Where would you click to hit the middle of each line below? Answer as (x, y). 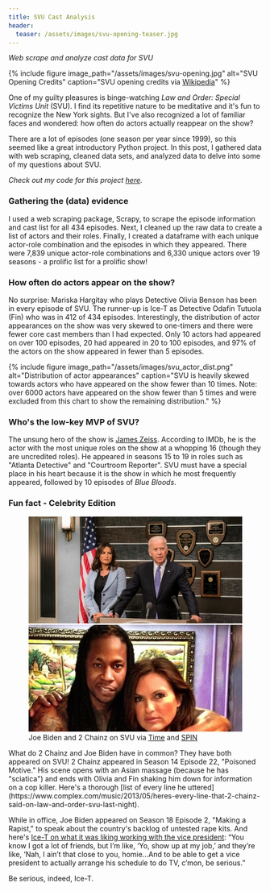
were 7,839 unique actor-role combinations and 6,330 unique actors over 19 (134, 253)
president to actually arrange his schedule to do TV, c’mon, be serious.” (127, 863)
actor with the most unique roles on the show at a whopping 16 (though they (135, 448)
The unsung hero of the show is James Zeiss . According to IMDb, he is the (132, 440)
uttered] (201, 787)
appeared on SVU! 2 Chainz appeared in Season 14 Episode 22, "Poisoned (132, 761)
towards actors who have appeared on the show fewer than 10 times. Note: (133, 383)
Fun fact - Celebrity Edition (62, 504)
